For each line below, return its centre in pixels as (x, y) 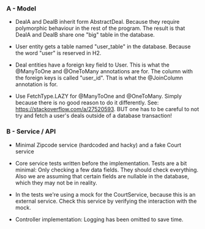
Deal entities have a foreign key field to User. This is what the (92, 65)
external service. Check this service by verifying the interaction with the (106, 201)
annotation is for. (36, 84)
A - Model (21, 9)
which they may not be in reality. (56, 183)
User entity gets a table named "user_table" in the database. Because (103, 46)
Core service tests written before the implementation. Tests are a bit (101, 163)
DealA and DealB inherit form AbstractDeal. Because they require (97, 22)
